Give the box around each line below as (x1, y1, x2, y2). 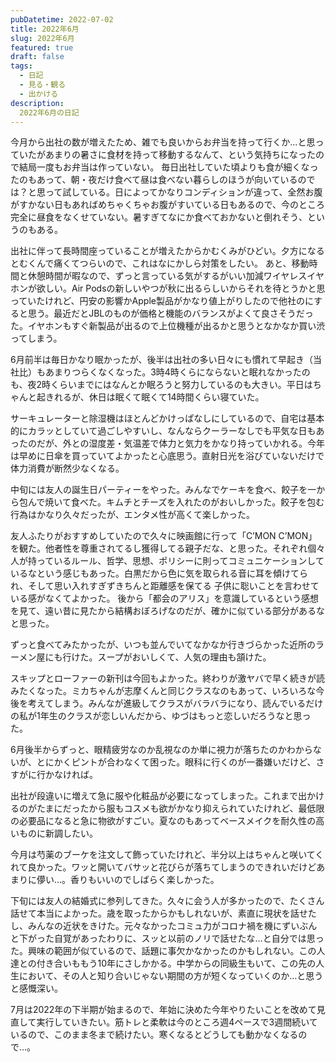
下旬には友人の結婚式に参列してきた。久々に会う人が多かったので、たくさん (10, 895, 325, 907)
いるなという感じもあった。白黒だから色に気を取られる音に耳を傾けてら (10, 567, 308, 580)
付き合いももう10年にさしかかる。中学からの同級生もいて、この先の (36, 957, 317, 970)
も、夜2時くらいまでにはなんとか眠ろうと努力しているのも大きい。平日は (10, 379, 313, 391)
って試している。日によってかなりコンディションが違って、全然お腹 (44, 186, 323, 198)
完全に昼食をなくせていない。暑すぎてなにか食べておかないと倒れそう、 (10, 211, 308, 223)
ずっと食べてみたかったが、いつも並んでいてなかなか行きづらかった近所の (10, 639, 317, 651)
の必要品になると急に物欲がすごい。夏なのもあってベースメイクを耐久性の (10, 815, 317, 827)
